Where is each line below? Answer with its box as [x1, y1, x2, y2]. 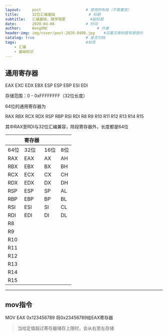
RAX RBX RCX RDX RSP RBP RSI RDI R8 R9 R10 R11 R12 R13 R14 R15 [5, 113, 144, 119]
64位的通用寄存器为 [5, 103, 46, 109]
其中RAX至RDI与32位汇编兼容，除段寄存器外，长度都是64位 [5, 123, 129, 130]
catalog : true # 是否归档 [5, 35, 105, 40]
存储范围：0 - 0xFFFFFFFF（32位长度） [5, 93, 87, 99]
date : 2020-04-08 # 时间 [5, 21, 98, 26]
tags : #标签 [5, 40, 96, 45]
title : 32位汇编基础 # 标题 [5, 12, 101, 17]
